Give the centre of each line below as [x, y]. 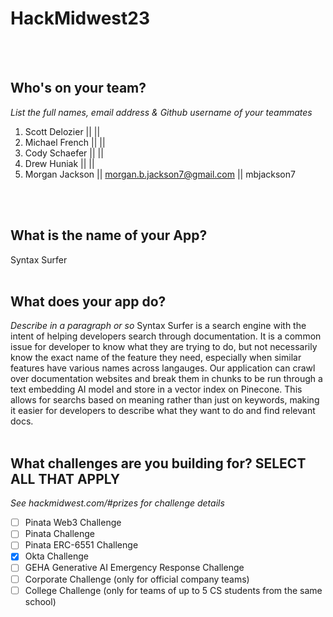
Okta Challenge [56, 556]
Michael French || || [65, 142]
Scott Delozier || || [62, 131]
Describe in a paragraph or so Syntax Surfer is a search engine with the [158, 326]
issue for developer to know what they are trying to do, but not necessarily [164, 347]
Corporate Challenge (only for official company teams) [137, 579]
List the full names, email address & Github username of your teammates [161, 112]
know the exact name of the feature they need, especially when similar [156, 358]
